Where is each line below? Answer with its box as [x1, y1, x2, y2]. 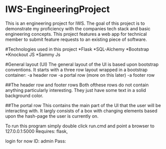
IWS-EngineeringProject [5, 4, 110, 15]
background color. [5, 92, 44, 98]
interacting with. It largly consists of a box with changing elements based [5, 108, 158, 114]
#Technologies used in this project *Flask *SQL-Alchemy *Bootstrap [5, 46, 149, 52]
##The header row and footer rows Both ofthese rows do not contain [5, 82, 149, 88]
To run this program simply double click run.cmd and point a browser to [5, 123, 155, 129]
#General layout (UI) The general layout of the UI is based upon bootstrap [5, 61, 159, 67]
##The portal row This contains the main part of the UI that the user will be [5, 102, 161, 108]
